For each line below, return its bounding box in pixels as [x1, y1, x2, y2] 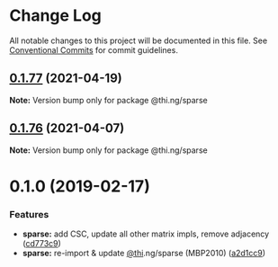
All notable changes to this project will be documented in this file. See [9, 35, 268, 46]
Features [9, 208, 49, 220]
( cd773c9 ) [22, 238, 61, 249]
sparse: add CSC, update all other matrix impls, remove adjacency [22, 228, 270, 239]
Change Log [9, 5, 102, 26]
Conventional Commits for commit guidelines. [9, 44, 178, 55]
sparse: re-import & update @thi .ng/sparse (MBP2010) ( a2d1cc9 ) [22, 248, 266, 259]
